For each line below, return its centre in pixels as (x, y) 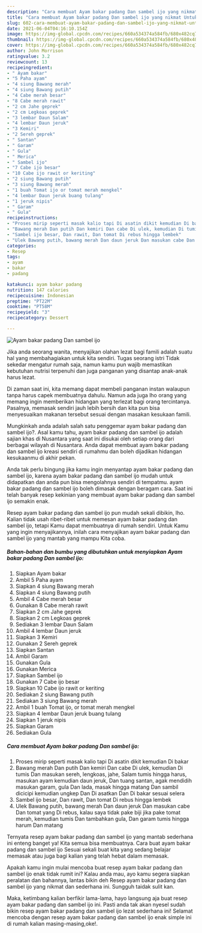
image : (15, 34)
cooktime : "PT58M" (30, 307)
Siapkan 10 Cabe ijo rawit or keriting (60, 688)
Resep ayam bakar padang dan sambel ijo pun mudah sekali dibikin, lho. (96, 512)
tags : (13, 257)
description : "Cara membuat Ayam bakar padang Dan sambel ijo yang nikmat (102, 12)
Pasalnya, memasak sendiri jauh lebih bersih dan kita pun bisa (84, 407)
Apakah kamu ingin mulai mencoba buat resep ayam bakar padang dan (95, 867)
